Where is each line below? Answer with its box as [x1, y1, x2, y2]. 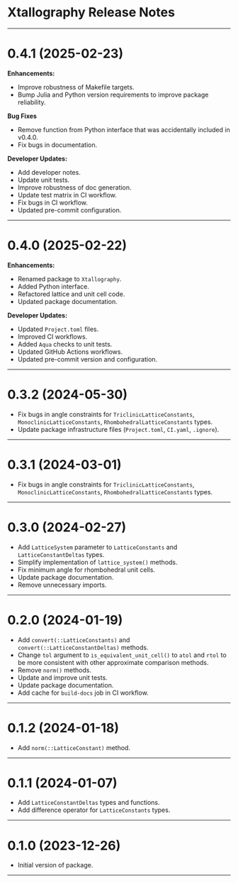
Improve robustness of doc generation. [17, 183, 132, 192]
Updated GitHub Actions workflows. [17, 347, 123, 356]
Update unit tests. [17, 175, 70, 184]
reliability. [17, 97, 46, 107]
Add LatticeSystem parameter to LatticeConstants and [17, 543, 178, 551]
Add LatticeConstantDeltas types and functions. [17, 798, 161, 807]
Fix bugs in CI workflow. [17, 198, 89, 207]
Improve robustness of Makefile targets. [17, 82, 135, 91]
